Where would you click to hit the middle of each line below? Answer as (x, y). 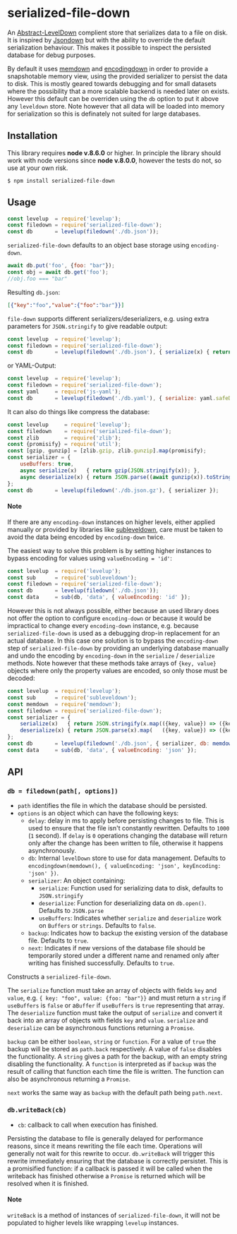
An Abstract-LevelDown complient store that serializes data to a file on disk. (117, 32)
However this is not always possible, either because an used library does (113, 611)
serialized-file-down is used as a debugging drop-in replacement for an (114, 634)
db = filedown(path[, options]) (63, 791)
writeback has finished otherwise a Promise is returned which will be (107, 1175)
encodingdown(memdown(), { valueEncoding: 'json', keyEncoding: (124, 866)
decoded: (21, 678)
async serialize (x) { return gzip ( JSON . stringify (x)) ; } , (110, 471)
